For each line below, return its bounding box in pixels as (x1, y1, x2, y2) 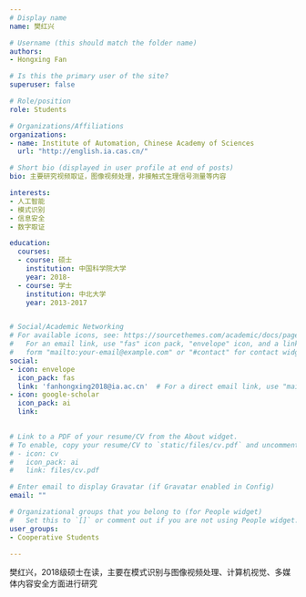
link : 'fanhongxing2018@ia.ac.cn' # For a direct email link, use (17, 382, 280, 391)
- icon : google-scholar (9, 390, 100, 399)
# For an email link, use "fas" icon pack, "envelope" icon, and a (9, 339, 280, 349)
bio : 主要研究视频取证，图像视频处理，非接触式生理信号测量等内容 (9, 172, 227, 181)
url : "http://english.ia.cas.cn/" (17, 147, 148, 156)
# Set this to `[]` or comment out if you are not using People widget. (9, 516, 300, 525)
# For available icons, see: (9, 331, 120, 340)
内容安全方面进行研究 (16, 578, 97, 589)
